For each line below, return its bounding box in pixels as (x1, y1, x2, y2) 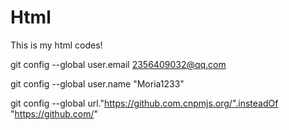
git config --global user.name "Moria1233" (10, 77, 185, 90)
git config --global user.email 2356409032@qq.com (10, 58, 227, 70)
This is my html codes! (10, 39, 103, 51)
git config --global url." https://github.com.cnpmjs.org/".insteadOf (10, 97, 279, 109)
